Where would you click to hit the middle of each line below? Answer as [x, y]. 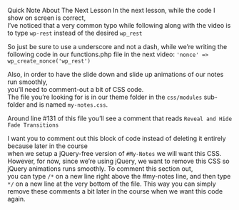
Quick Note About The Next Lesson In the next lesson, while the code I [111, 10]
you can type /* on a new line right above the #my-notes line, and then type [119, 176]
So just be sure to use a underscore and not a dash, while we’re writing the [117, 47]
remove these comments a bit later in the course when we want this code [115, 191]
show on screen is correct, [47, 18]
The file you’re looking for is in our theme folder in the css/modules [105, 97]
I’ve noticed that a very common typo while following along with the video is [119, 25]
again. [17, 199]
